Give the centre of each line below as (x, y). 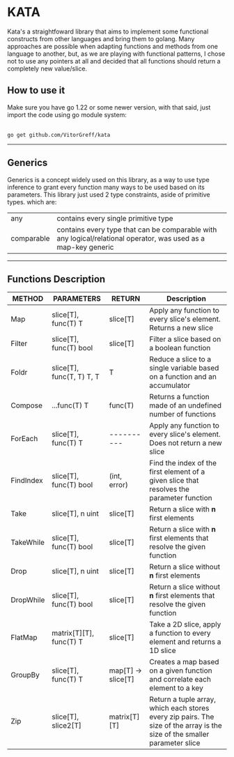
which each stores (179, 708)
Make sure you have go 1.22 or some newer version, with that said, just (109, 107)
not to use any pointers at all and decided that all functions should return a (114, 61)
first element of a (177, 472)
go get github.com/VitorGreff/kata (59, 135)
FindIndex (27, 481)
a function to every (180, 634)
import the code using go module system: (67, 114)
